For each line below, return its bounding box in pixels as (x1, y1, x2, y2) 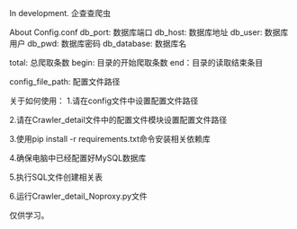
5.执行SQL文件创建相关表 (9, 172, 103, 182)
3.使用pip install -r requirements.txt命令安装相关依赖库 (9, 134, 211, 144)
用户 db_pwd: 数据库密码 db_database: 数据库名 (9, 39, 187, 48)
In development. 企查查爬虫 (9, 8, 111, 18)
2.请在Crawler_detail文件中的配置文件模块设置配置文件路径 (9, 115, 228, 125)
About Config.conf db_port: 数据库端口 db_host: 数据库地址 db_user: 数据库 (9, 27, 289, 38)
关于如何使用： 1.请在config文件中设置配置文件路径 (9, 95, 199, 106)
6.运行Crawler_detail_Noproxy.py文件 (9, 191, 148, 201)
